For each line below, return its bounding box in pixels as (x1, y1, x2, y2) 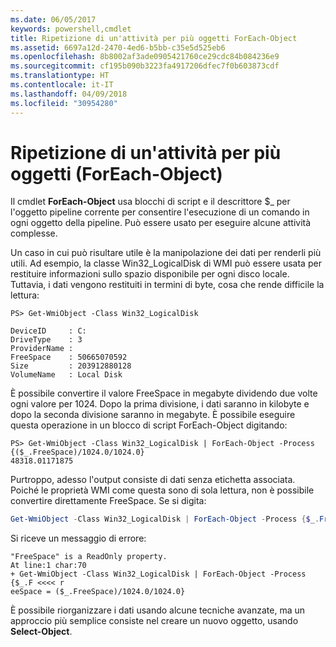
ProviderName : (10, 344, 74, 354)
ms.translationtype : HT (10, 71, 110, 81)
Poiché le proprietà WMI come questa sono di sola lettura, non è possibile (10, 484, 315, 496)
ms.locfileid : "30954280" (10, 98, 118, 108)
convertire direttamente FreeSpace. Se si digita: (10, 495, 207, 507)
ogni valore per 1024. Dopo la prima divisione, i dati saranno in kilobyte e (10, 398, 310, 410)
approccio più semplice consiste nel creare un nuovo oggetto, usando (10, 615, 299, 627)
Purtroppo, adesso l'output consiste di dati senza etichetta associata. (10, 474, 296, 486)
